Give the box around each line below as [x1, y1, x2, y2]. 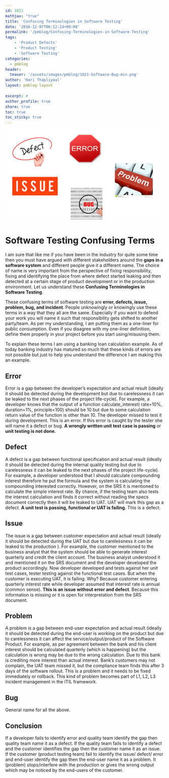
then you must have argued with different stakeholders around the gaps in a [5, 257, 163, 263]
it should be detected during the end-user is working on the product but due [5, 630, 164, 636]
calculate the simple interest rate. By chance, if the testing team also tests [5, 488, 159, 494]
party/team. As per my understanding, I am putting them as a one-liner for [5, 321, 159, 327]
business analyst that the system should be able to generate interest [5, 548, 147, 555]
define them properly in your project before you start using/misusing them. [5, 331, 160, 337]
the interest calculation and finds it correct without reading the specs [5, 493, 149, 500]
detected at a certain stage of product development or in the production [5, 279, 155, 285]
